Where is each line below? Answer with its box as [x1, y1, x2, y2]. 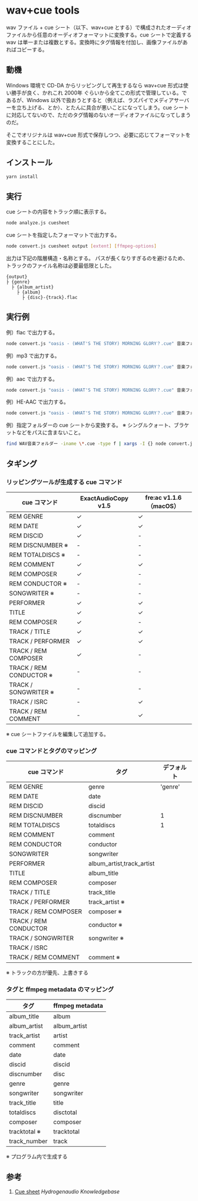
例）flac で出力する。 [6, 328, 58, 336]
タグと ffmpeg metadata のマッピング [6, 985, 114, 994]
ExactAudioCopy [80, 494, 128, 502]
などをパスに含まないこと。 [16, 429, 84, 436]
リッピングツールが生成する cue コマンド [6, 478, 123, 486]
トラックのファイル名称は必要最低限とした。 [6, 262, 115, 269]
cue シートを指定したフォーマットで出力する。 [6, 232, 120, 239]
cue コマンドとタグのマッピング [6, 747, 97, 755]
